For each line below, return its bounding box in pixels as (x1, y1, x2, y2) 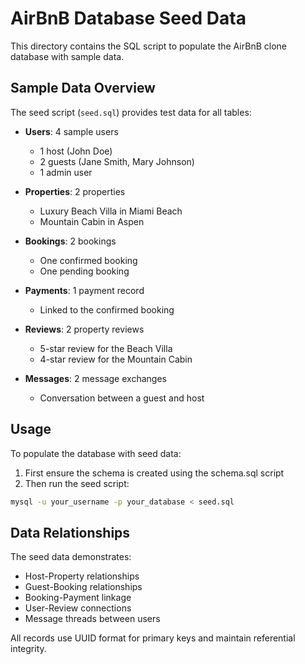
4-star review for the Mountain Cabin (39, 353, 193, 365)
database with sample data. (10, 50, 125, 62)
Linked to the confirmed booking (39, 303, 175, 316)
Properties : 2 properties (24, 185, 126, 197)
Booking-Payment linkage (24, 592, 132, 604)
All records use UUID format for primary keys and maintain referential (10, 632, 296, 644)
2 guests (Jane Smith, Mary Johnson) (39, 155, 195, 167)
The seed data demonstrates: (10, 551, 132, 563)
